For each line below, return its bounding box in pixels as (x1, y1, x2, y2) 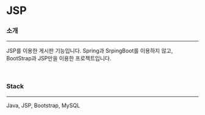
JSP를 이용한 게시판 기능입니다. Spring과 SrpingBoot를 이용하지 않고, (6, 47, 173, 55)
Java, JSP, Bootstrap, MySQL (6, 102, 81, 109)
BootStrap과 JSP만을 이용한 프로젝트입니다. (6, 55, 112, 62)
